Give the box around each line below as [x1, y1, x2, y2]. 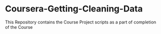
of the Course [5, 24, 33, 30]
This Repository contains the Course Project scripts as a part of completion [5, 19, 157, 25]
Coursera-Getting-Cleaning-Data [5, 3, 143, 14]
